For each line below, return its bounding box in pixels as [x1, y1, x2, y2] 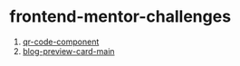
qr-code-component [22, 36, 100, 47]
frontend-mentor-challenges [9, 6, 232, 27]
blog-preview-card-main [22, 45, 115, 56]
